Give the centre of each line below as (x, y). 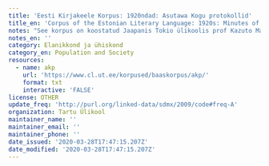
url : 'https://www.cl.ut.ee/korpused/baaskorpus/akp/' (116, 75)
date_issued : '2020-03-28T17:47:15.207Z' (78, 142)
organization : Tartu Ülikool (57, 113)
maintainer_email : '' (44, 127)
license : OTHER (34, 97)
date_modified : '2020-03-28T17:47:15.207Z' (82, 149)
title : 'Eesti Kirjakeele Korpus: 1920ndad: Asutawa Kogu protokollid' (130, 16)
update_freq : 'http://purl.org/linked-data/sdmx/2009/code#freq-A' (123, 105)
